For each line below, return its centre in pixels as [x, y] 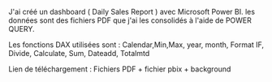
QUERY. [22, 29]
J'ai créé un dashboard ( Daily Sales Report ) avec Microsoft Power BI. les [132, 12]
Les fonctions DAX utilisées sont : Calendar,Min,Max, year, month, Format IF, [136, 45]
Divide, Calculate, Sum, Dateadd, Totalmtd [79, 53]
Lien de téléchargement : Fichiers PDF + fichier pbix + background [120, 69]
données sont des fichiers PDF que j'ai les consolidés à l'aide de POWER [130, 20]
